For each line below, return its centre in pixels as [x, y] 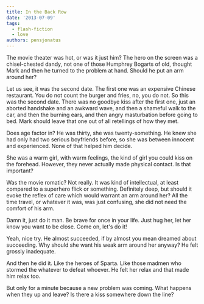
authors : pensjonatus [34, 40]
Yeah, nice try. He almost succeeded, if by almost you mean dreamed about [101, 239]
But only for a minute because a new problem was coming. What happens [99, 288]
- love [20, 35]
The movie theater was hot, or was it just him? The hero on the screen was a [102, 58]
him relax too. [23, 276]
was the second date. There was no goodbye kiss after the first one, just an [101, 102]
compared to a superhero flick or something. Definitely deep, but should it [99, 189]
